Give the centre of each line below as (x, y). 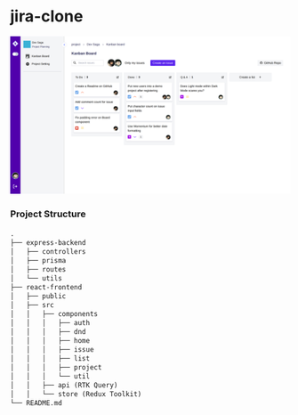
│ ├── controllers (48, 251)
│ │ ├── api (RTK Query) (64, 385)
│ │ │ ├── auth (50, 322)
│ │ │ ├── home (50, 340)
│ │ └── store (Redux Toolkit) (76, 394)
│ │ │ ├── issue (52, 349)
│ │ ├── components (54, 313)
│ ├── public (38, 296)
